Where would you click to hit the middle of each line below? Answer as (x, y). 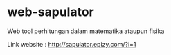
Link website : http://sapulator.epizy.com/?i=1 (72, 44)
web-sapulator (51, 12)
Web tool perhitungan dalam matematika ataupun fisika (86, 31)
